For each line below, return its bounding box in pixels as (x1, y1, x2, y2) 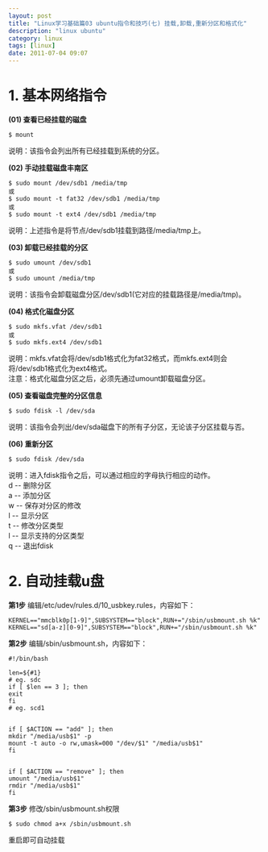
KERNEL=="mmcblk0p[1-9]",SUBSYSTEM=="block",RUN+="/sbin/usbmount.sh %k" (8, 616, 262, 625)
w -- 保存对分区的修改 (8, 501, 82, 510)
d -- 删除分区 (8, 480, 52, 490)
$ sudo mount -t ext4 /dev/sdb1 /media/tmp (8, 210, 157, 218)
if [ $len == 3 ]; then (8, 683, 89, 691)
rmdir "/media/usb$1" (8, 781, 81, 790)
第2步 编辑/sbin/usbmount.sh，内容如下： (8, 638, 148, 648)
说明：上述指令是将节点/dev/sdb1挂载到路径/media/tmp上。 (8, 225, 206, 235)
